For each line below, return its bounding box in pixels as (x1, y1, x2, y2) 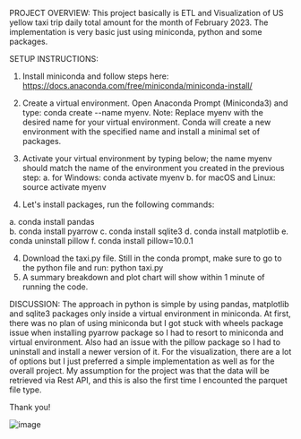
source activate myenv (21, 182, 107, 192)
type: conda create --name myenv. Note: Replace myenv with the (21, 108, 264, 117)
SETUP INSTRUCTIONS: (9, 54, 99, 64)
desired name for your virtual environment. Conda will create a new (21, 116, 271, 127)
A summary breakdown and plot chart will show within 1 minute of (21, 272, 265, 282)
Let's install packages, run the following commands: (21, 199, 215, 210)
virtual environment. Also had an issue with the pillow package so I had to (9, 337, 280, 348)
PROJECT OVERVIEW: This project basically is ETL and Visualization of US (9, 8, 284, 18)
